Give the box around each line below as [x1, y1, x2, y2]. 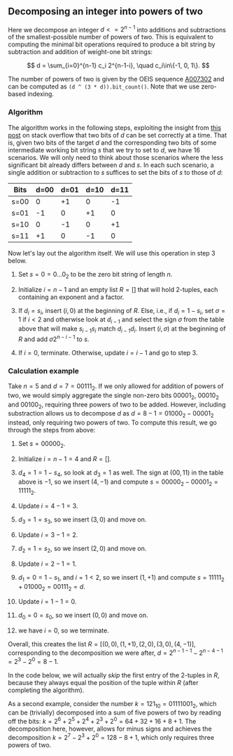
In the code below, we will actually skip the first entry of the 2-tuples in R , [8, 670, 220, 679]
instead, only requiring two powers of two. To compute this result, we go [8, 418, 218, 427]
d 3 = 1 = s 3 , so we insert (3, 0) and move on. [17, 515, 147, 526]
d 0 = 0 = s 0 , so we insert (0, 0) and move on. [17, 611, 149, 621]
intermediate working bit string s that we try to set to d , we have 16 [8, 145, 200, 154]
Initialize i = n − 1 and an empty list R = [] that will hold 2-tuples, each [17, 285, 218, 293]
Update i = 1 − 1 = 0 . [17, 597, 77, 606]
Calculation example [8, 366, 80, 376]
